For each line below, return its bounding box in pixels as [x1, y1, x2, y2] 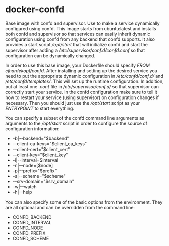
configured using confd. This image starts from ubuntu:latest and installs [5, 25, 156, 31]
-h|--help [12, 189, 32, 195]
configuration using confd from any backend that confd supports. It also [5, 36, 155, 42]
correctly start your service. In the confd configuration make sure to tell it [5, 89, 157, 95]
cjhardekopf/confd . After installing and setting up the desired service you [5, 67, 158, 74]
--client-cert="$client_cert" [12, 146, 70, 152]
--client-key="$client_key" [12, 152, 68, 158]
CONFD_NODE [12, 225, 43, 231]
